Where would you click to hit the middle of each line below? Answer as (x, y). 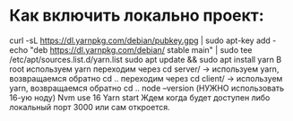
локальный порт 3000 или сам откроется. (90, 107)
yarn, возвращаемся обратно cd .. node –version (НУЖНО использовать (147, 88)
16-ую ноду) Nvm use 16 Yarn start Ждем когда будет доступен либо (140, 97)
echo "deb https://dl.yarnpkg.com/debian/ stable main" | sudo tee (131, 49)
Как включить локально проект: (137, 16)
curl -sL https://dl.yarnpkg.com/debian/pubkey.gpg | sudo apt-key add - (143, 40)
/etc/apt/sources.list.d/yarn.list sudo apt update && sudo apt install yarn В (146, 59)
